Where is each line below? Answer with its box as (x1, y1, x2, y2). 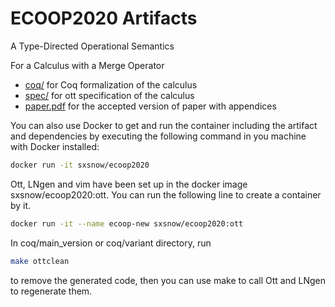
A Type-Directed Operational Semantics (10, 40, 175, 52)
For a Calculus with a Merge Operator (10, 59, 165, 71)
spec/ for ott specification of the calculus (24, 89, 195, 101)
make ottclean (10, 256, 70, 266)
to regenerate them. (10, 285, 93, 297)
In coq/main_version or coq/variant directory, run (10, 237, 212, 249)
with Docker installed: (10, 140, 100, 152)
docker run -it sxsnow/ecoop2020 (10, 160, 150, 170)
